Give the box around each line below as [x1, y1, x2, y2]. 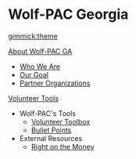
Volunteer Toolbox [30, 117, 91, 126]
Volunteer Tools [8, 93, 59, 103]
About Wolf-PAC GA [8, 46, 73, 56]
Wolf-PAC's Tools [19, 108, 77, 118]
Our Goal [19, 70, 49, 79]
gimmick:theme [8, 31, 59, 41]
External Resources [19, 133, 83, 143]
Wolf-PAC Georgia [8, 5, 129, 23]
